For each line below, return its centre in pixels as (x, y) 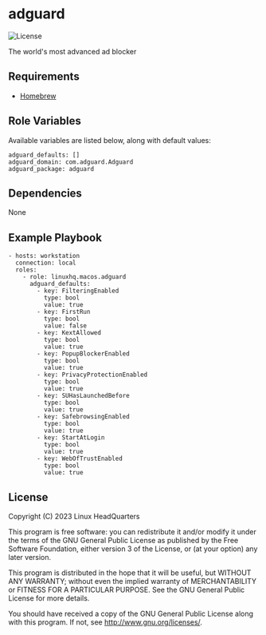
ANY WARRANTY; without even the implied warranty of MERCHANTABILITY (133, 581)
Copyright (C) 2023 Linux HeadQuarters (74, 516)
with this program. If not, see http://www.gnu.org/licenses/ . (106, 622)
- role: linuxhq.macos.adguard (74, 277)
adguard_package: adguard (51, 169)
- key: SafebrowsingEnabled (83, 417)
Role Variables (45, 121)
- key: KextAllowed (69, 333)
